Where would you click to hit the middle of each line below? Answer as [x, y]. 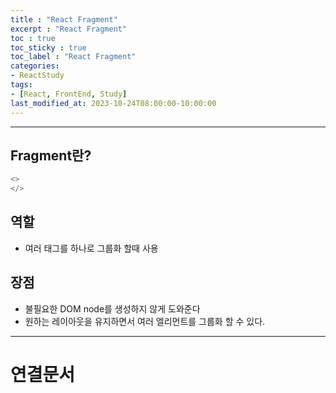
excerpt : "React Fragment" [69, 29]
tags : [21, 85]
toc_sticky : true [48, 47]
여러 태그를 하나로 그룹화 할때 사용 [91, 248]
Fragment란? [51, 155]
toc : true [33, 38]
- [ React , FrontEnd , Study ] [69, 94]
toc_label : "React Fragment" [73, 57]
